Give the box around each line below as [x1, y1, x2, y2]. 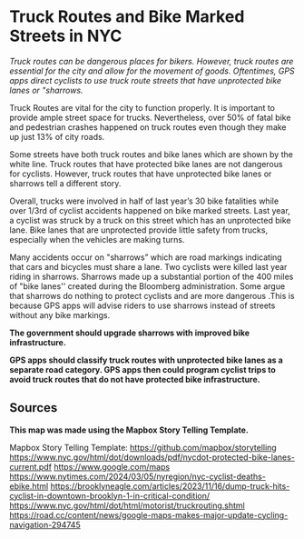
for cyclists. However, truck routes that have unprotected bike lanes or [9, 168, 272, 179]
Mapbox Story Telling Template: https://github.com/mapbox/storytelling [9, 442, 277, 453]
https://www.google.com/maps [54, 461, 171, 472]
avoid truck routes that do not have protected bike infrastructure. [9, 374, 260, 384]
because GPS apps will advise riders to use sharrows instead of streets [9, 300, 276, 311]
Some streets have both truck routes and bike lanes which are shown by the [9, 148, 293, 160]
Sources [9, 400, 58, 415]
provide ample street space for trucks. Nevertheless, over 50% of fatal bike [9, 112, 291, 123]
